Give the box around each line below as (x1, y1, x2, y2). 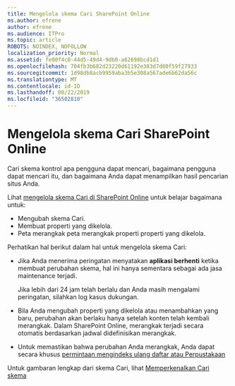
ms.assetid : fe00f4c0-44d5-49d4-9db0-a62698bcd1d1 (7, 56, 159, 64)
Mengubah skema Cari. (17, 214, 86, 222)
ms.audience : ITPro (7, 30, 65, 37)
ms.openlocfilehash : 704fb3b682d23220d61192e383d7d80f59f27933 (7, 63, 198, 70)
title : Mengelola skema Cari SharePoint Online (7, 10, 150, 18)
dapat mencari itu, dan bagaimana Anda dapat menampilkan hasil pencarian (7, 171, 229, 180)
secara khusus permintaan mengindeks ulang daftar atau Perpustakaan (17, 350, 226, 358)
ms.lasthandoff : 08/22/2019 (7, 89, 90, 96)
